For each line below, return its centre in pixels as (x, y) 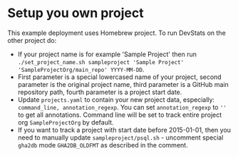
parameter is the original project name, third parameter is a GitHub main (123, 84)
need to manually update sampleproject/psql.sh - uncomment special (120, 137)
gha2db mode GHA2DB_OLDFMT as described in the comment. (103, 145)
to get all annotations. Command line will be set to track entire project (120, 115)
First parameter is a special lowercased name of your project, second (120, 77)
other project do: (32, 40)
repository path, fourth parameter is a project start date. (100, 92)
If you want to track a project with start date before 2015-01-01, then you (124, 130)
